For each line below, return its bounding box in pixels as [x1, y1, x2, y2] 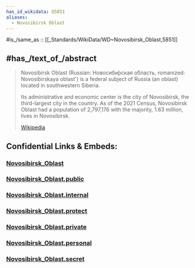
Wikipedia [20, 124, 46, 131]
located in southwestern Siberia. [20, 82, 100, 89]
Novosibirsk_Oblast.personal [6, 239, 92, 247]
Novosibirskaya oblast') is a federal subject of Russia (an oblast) [20, 76, 178, 83]
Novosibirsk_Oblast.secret [6, 255, 85, 263]
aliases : [6, 14, 28, 20]
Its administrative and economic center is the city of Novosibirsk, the [20, 94, 189, 101]
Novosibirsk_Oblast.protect [6, 207, 87, 215]
